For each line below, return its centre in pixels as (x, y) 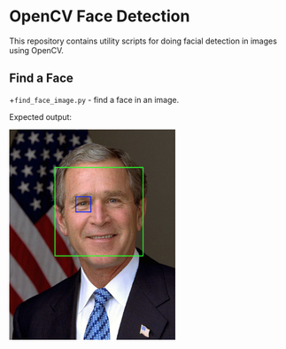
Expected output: (41, 116)
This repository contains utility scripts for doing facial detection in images (143, 41)
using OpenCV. (37, 50)
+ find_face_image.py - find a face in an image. (94, 99)
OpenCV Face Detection (100, 16)
